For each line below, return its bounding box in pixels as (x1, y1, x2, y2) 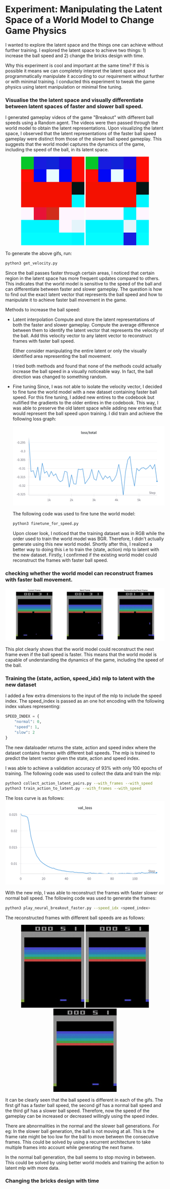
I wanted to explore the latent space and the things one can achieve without (5, 42, 163, 48)
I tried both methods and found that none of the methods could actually (12, 363, 162, 369)
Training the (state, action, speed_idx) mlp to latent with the (5, 675, 155, 682)
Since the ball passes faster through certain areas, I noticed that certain (5, 270, 155, 276)
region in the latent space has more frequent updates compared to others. (5, 275, 160, 281)
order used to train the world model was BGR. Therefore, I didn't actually (12, 536, 164, 542)
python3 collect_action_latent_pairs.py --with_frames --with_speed (5, 781, 153, 786)
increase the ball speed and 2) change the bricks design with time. (5, 52, 144, 59)
